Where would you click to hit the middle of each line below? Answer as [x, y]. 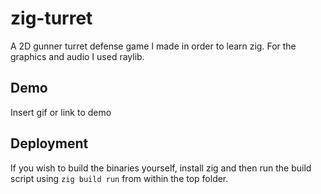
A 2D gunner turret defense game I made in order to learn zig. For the [153, 46]
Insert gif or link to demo [61, 112]
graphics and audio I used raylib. [77, 56]
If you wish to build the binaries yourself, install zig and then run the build [161, 168]
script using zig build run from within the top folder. [119, 178]
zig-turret [51, 18]
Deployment [49, 143]
